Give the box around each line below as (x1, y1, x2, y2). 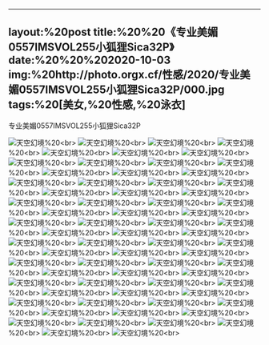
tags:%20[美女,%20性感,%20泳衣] (8, 98, 187, 112)
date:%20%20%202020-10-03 (8, 54, 171, 67)
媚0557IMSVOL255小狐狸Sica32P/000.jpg (8, 83, 225, 97)
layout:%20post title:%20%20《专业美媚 (8, 26, 219, 39)
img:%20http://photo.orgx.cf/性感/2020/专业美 (8, 68, 251, 82)
